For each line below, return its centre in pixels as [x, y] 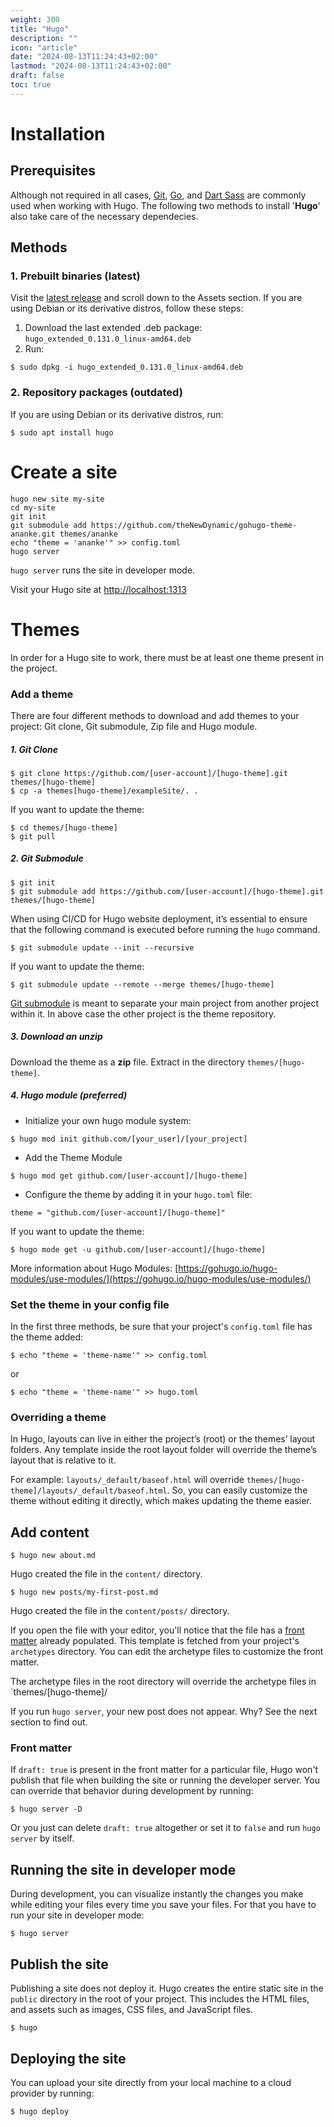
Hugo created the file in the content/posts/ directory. [120, 1611]
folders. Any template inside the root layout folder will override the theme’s [163, 1450]
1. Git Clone [34, 749]
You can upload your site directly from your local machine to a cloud [151, 2082]
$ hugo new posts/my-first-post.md [84, 1592]
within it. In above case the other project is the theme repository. [143, 1013]
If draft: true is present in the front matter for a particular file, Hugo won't [164, 1770]
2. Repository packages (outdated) [96, 393]
